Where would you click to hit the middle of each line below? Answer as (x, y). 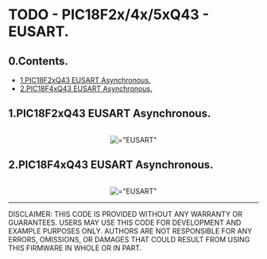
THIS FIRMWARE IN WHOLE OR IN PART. (75, 248)
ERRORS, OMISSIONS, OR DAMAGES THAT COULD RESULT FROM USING (129, 239)
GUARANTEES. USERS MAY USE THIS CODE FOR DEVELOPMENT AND (125, 222)
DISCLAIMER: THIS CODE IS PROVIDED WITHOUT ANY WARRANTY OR (125, 214)
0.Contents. (39, 61)
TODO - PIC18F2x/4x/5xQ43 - (108, 15)
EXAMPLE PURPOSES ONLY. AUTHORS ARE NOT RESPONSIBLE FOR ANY (130, 231)
